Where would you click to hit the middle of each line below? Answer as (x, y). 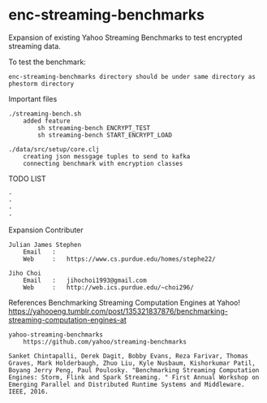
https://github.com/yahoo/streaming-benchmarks (105, 342)
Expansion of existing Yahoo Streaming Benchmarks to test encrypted (125, 37)
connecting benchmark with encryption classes (103, 163)
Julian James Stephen (45, 245)
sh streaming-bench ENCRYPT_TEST (94, 128)
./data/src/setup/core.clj (54, 149)
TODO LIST (27, 178)
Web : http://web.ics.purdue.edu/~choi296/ (109, 287)
